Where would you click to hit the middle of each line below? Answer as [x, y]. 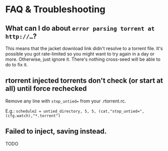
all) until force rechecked [46, 89]
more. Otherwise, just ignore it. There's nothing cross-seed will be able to [83, 59]
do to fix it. [17, 65]
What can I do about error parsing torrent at [80, 28]
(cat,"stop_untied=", [121, 111]
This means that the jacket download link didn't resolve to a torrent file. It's [84, 48]
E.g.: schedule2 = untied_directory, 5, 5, [51, 111]
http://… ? [21, 36]
